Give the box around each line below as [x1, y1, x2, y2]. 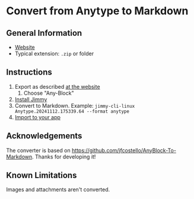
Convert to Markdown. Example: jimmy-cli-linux [14, 102, 135, 109]
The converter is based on [6, 147, 71, 154]
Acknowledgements [6, 131, 82, 141]
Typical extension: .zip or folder [14, 50, 94, 57]
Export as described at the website [14, 83, 100, 90]
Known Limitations [6, 170, 77, 181]
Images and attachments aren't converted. [6, 186, 110, 193]
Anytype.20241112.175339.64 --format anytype [14, 108, 129, 114]
